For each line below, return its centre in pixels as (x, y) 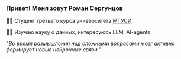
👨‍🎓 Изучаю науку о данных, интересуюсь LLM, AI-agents (78, 32)
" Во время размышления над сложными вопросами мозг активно (90, 44)
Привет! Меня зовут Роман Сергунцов (64, 8)
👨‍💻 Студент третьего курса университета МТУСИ (69, 21)
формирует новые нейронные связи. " (54, 50)
